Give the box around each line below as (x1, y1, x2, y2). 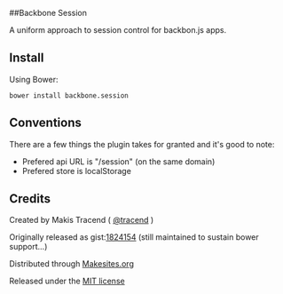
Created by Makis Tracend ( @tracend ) (9, 215, 154, 226)
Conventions (9, 115, 83, 131)
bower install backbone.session (9, 91, 129, 100)
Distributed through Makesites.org (9, 258, 135, 269)
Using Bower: (9, 74, 59, 84)
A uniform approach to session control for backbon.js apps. (9, 25, 227, 35)
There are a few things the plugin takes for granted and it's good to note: (9, 139, 275, 149)
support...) (9, 242, 48, 252)
